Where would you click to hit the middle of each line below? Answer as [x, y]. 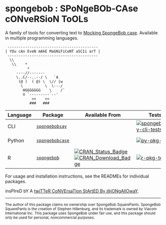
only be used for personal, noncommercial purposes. [50, 218]
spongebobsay [52, 126]
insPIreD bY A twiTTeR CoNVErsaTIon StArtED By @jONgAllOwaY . [72, 191]
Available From [103, 115]
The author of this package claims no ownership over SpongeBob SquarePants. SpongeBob [83, 205]
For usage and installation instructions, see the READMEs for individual [77, 176]
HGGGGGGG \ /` [44, 90]
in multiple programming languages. [42, 38]
